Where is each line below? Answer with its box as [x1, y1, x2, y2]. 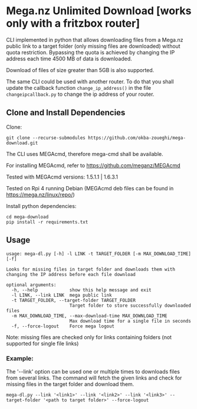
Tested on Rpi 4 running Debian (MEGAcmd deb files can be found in [6, 184, 174, 191]
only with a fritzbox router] [6, 17, 140, 30]
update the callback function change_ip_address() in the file [6, 84, 152, 91]
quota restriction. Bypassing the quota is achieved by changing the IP [6, 48, 175, 56]
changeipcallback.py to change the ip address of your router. [6, 90, 155, 98]
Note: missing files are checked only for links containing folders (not [6, 333, 172, 340]
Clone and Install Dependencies [6, 108, 126, 118]
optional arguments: [6, 282, 57, 288]
